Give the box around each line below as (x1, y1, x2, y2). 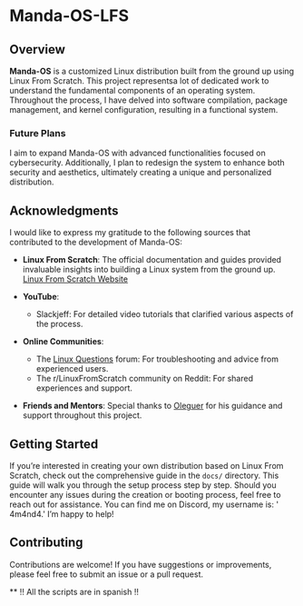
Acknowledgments (9, 203, 120, 218)
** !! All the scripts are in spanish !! (9, 586, 139, 597)
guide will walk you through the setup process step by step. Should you (9, 479, 277, 491)
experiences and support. (35, 382, 133, 393)
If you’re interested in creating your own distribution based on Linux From (9, 460, 284, 471)
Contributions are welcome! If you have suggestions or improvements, (9, 559, 272, 570)
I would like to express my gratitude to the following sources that (9, 227, 251, 238)
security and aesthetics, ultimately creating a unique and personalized (9, 167, 272, 178)
